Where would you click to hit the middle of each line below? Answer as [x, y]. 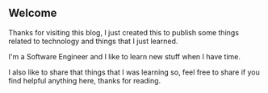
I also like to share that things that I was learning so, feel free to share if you [134, 72]
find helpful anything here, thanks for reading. [85, 80]
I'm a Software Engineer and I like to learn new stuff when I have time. [124, 56]
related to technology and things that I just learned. [93, 41]
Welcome [33, 13]
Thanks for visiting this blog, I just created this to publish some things [124, 32]
